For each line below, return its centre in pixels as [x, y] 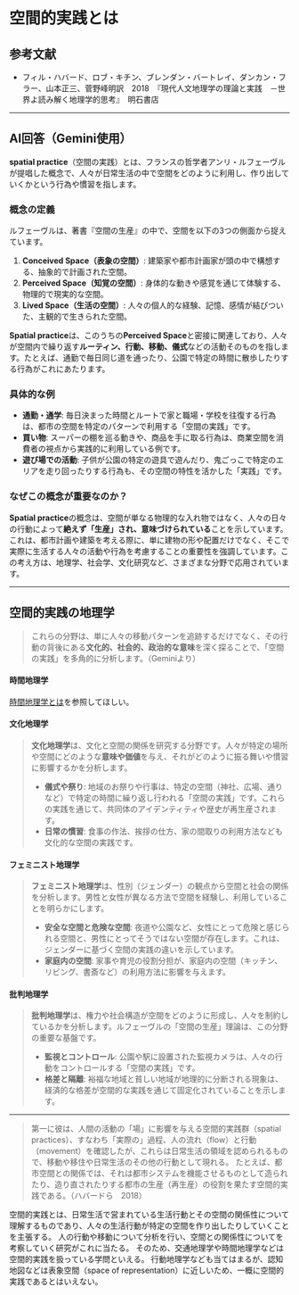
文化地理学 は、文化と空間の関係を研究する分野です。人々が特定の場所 [159, 745]
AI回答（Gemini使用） [70, 139]
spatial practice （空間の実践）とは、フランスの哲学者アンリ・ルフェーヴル [148, 162]
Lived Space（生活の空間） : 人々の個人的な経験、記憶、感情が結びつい [153, 305]
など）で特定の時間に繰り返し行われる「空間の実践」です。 [153, 797]
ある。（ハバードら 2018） [97, 1196]
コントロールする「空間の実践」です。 [130, 1068]
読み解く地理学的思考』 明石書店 [98, 100]
